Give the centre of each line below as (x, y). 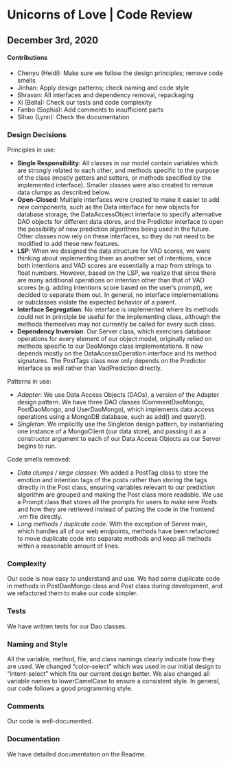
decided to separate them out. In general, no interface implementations (118, 295)
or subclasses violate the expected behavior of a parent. (97, 302)
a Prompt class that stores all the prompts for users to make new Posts (117, 502)
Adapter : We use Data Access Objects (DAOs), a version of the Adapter (118, 395)
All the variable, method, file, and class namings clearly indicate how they (111, 659)
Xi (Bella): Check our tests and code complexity (84, 102)
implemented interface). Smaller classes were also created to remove (115, 185)
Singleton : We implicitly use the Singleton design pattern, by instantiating (120, 424)
